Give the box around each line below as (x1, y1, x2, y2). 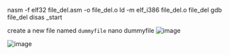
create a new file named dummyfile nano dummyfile (7, 27, 155, 34)
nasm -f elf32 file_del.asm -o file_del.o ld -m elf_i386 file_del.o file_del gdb (7, 6, 222, 14)
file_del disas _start (7, 13, 63, 21)
